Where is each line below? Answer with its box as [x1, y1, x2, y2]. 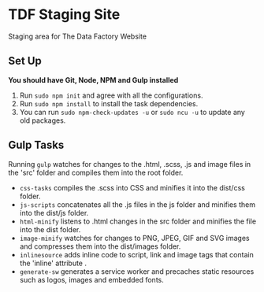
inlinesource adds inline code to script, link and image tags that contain [19, 249, 254, 259]
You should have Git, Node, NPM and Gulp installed [8, 75, 179, 84]
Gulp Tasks [8, 139, 65, 152]
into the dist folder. [19, 224, 81, 234]
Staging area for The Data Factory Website [8, 31, 147, 41]
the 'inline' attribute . [19, 258, 87, 268]
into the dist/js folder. [19, 208, 89, 217]
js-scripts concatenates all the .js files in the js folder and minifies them [19, 199, 256, 209]
